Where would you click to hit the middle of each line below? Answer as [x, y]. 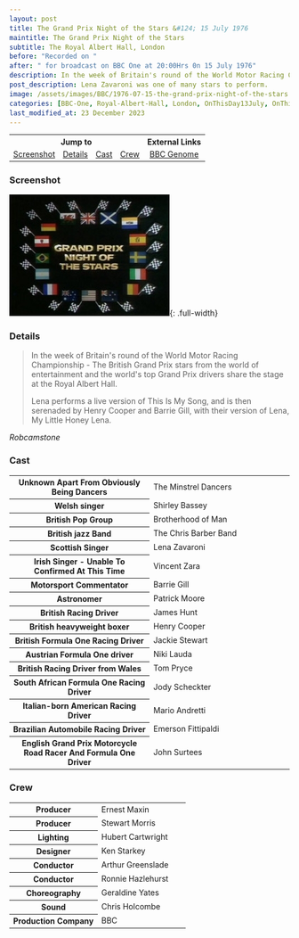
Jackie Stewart [181, 640]
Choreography [54, 893]
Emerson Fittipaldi [186, 729]
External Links [174, 142]
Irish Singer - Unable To [80, 562]
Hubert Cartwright [134, 837]
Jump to [77, 142]
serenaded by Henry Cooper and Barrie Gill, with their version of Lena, [160, 411]
